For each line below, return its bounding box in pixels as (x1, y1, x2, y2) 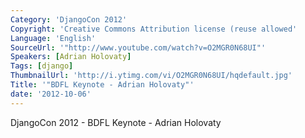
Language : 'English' (10, 33, 97, 43)
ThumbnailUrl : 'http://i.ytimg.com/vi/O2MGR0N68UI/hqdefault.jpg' (10, 71, 293, 81)
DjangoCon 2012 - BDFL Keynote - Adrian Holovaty (10, 116, 222, 128)
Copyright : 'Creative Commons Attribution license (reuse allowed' (10, 24, 298, 34)
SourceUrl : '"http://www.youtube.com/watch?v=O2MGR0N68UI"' (10, 42, 267, 53)
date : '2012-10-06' (10, 89, 92, 99)
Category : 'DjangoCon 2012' (10, 14, 128, 25)
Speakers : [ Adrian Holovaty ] (10, 52, 132, 62)
